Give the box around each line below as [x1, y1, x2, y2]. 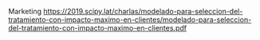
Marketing [8, 7, 42, 16]
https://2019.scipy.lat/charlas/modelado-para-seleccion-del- [43, 7, 243, 16]
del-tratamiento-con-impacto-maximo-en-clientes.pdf [8, 24, 187, 32]
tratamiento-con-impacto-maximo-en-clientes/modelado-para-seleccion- [8, 15, 252, 24]
